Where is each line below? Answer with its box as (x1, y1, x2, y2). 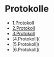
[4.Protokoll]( (12, 36, 40, 42)
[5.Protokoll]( (12, 41, 40, 47)
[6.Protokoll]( (12, 46, 40, 52)
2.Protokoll (12, 25, 35, 31)
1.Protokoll (12, 20, 34, 26)
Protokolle (5, 3, 49, 15)
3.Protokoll (12, 30, 35, 36)
